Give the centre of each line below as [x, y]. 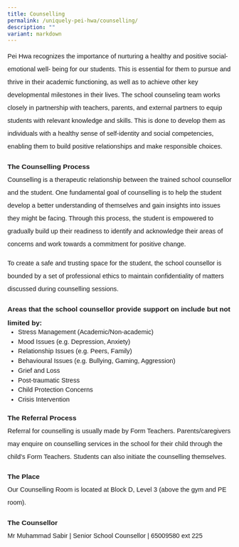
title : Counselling [36, 14]
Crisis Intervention [43, 400]
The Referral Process [42, 418]
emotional [21, 69]
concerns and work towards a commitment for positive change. [97, 244]
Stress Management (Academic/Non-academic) [86, 332]
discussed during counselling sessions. [63, 289]
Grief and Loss [39, 370]
